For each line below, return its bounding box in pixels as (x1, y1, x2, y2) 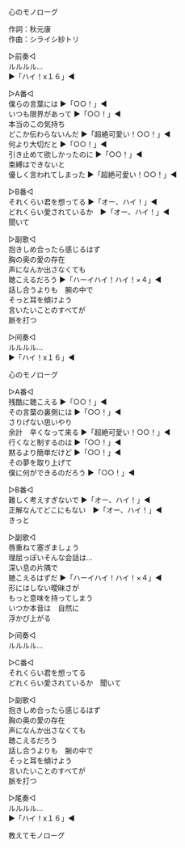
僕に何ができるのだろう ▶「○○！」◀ (8, 468, 136, 477)
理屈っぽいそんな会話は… (8, 553, 93, 562)
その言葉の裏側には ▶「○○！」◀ (8, 407, 122, 416)
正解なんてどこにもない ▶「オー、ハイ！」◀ (8, 505, 163, 515)
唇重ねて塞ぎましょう (8, 542, 79, 552)
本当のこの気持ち (8, 120, 65, 129)
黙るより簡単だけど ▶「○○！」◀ (8, 448, 121, 457)
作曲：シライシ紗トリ (8, 35, 79, 44)
